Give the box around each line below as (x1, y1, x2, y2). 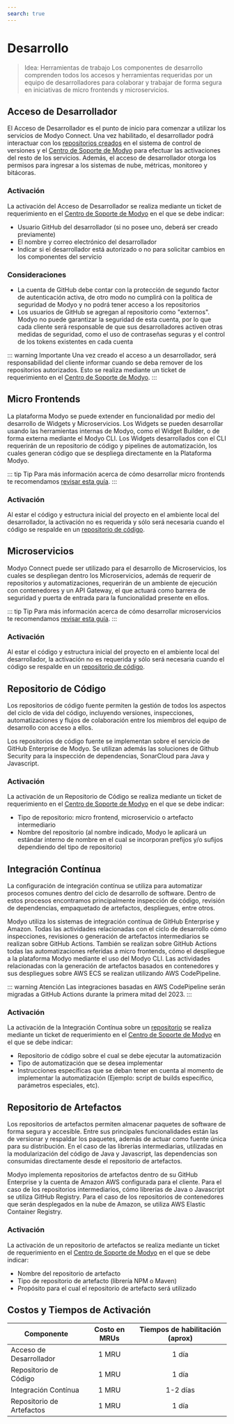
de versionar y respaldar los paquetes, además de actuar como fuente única (7, 1135, 226, 1143)
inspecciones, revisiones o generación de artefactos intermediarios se (7, 932, 209, 941)
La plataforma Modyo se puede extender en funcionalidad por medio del (7, 412, 215, 420)
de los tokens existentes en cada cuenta (17, 337, 134, 346)
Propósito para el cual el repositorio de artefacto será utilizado (17, 1284, 197, 1292)
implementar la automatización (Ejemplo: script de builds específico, (17, 1074, 214, 1082)
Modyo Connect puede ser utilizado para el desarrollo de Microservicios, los (7, 564, 227, 572)
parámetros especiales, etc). (17, 1081, 100, 1089)
